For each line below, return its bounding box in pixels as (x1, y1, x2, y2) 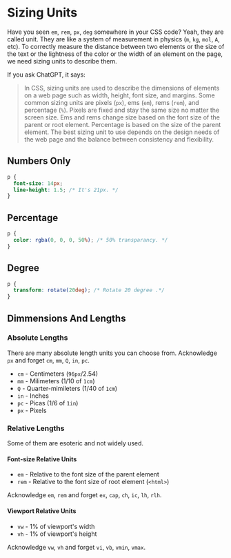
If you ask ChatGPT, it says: (7, 70, 86, 79)
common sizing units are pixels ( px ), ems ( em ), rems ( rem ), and (23, 98, 199, 106)
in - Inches (17, 392, 50, 400)
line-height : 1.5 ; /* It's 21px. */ (13, 186, 119, 193)
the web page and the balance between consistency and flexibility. (23, 135, 214, 143)
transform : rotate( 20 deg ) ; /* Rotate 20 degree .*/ (13, 287, 165, 294)
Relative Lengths (7, 423, 65, 433)
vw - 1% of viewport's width (17, 522, 95, 530)
